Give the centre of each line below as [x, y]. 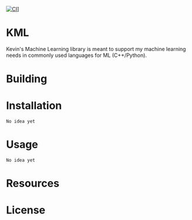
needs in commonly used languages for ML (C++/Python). [77, 55]
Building [27, 79]
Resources [33, 183]
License [26, 210]
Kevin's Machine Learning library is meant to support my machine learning [96, 49]
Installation [34, 106]
